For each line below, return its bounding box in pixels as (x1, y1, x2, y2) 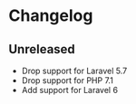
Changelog (8, 5, 93, 26)
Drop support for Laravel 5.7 (21, 65, 128, 76)
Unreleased (8, 42, 76, 57)
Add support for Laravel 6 (21, 85, 119, 95)
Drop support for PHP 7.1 (21, 75, 114, 86)
